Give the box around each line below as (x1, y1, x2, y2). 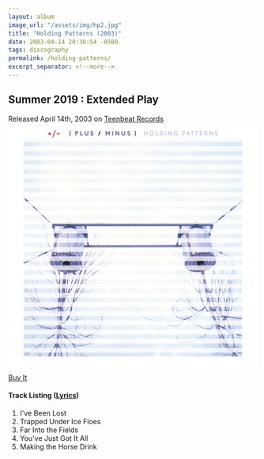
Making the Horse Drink (19, 442, 97, 451)
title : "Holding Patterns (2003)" (8, 29, 123, 37)
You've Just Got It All (19, 433, 89, 442)
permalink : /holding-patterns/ (8, 55, 111, 62)
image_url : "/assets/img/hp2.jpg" (8, 21, 123, 29)
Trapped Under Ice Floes (19, 416, 101, 426)
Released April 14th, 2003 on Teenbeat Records (8, 114, 164, 123)
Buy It (8, 372, 28, 382)
